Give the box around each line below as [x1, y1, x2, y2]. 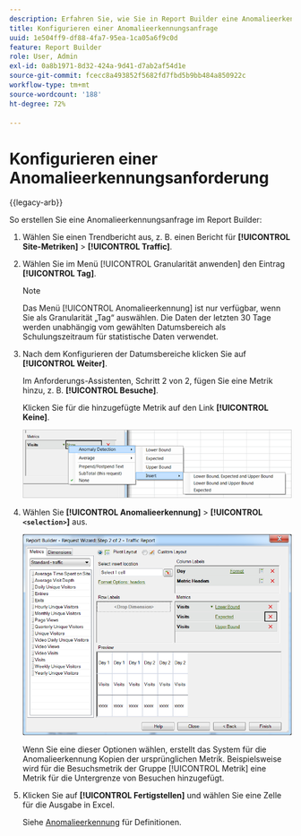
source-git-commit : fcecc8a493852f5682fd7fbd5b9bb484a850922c [9, 72, 246, 81]
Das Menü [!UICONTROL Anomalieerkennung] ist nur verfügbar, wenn [21, 303, 281, 313]
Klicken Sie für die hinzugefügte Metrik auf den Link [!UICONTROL [21, 403, 269, 414]
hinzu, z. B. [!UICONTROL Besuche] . [21, 385, 159, 396]
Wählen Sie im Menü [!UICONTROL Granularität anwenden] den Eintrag [21, 259, 285, 269]
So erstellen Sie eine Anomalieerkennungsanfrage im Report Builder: [9, 215, 262, 226]
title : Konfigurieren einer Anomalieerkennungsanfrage [9, 23, 219, 33]
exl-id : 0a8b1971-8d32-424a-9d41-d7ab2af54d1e [9, 62, 186, 71]
